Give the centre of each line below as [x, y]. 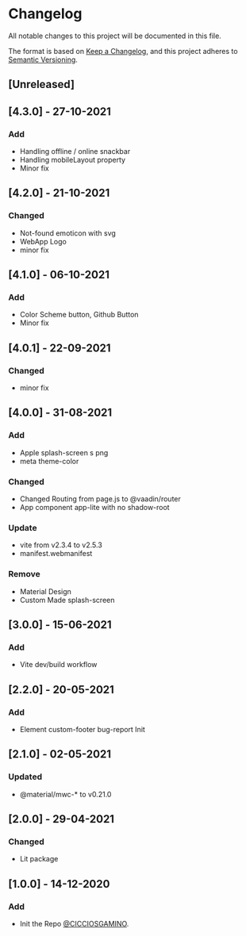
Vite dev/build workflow [58, 665]
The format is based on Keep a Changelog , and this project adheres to [123, 51]
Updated [25, 777]
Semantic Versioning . [43, 59]
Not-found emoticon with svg [68, 233]
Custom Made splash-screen [67, 600]
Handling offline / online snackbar [75, 152]
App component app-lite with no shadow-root [94, 508]
